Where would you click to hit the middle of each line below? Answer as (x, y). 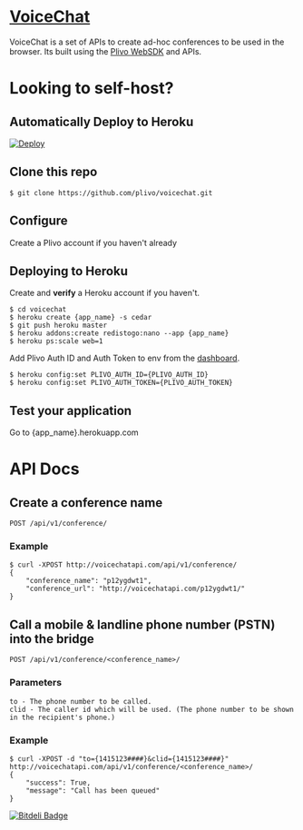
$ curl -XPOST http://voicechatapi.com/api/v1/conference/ (123, 565)
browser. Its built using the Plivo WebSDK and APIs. (106, 51)
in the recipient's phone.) (63, 717)
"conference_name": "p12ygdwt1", (89, 581)
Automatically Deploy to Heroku (102, 121)
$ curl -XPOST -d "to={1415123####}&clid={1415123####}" (119, 759)
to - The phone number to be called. (81, 701)
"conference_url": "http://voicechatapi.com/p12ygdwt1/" (136, 589)
